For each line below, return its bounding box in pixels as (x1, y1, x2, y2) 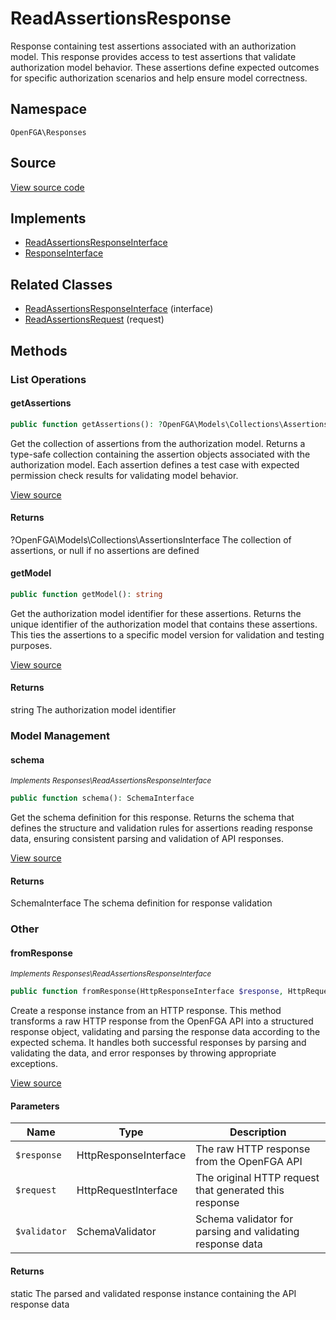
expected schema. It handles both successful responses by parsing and (10, 1037, 307, 1049)
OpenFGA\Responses (10, 127, 87, 137)
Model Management (10, 728, 110, 742)
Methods (10, 342, 68, 359)
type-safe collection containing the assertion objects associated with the (10, 448, 311, 460)
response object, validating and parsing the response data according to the (10, 1026, 321, 1038)
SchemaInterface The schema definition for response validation (10, 897, 273, 909)
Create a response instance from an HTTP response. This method (10, 1005, 282, 1017)
